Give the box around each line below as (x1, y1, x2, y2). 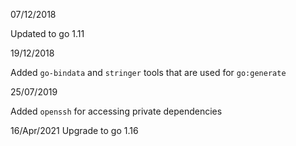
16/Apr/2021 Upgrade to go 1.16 (10, 125, 139, 136)
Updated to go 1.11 (10, 28, 85, 39)
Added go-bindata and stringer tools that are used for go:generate (10, 67, 287, 78)
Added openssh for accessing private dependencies (10, 105, 223, 117)
